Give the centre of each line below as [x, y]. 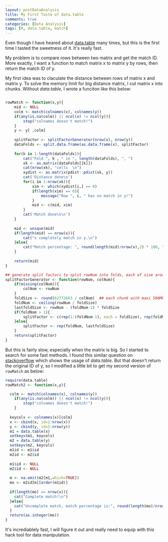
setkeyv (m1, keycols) [32, 436]
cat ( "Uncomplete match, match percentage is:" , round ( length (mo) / [85, 506]
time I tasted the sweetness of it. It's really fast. [54, 48]
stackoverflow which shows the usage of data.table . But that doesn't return [83, 360]
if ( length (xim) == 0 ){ [55, 191]
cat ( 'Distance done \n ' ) [48, 177]
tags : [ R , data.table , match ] [37, 29]
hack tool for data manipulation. [38, 535]
